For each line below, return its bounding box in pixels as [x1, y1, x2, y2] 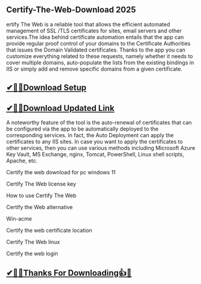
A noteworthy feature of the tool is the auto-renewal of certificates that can [6, 119, 192, 126]
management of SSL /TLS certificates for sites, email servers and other [6, 27, 182, 34]
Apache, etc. [6, 157, 38, 164]
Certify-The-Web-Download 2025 [6, 5, 136, 15]
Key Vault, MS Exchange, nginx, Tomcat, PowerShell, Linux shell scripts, [6, 151, 184, 158]
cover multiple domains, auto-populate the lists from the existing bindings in [6, 59, 194, 66]
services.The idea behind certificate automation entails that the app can [6, 33, 184, 41]
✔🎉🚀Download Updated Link [6, 103, 115, 113]
